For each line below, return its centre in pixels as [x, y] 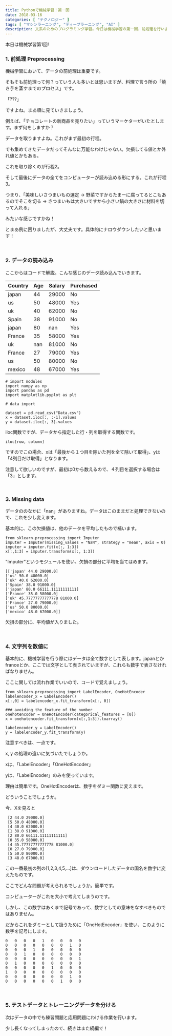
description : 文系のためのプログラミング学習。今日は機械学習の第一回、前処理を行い [85, 29]
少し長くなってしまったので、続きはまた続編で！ [57, 1028]
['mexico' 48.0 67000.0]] [33, 612]
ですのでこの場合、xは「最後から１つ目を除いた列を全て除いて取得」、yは [83, 452]
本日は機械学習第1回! [27, 45]
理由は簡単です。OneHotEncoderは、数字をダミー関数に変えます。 [76, 786]
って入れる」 [19, 208]
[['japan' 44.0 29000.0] [32, 572]
